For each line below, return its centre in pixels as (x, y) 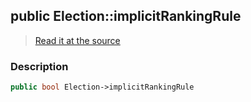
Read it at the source (77, 40)
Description (39, 66)
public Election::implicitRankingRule (126, 16)
